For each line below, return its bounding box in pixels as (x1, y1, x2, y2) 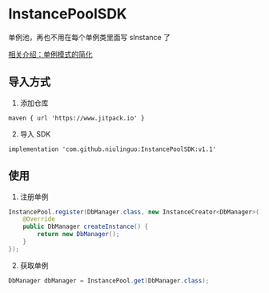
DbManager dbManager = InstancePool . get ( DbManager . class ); (8, 276, 210, 285)
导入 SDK (19, 129, 51, 139)
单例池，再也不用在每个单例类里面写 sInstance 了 (8, 32, 171, 42)
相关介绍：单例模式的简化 (8, 49, 93, 59)
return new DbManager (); (37, 230, 120, 238)
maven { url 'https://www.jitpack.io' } (8, 114, 146, 122)
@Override (22, 215, 56, 223)
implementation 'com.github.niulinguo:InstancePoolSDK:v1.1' (8, 145, 217, 153)
